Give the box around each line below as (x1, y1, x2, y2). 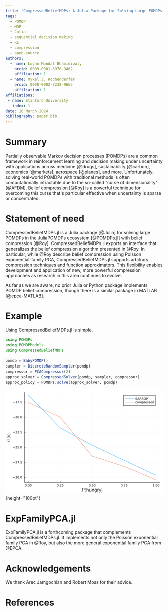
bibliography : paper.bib (5, 114, 57, 119)
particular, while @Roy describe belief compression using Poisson (5, 251, 142, 257)
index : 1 (12, 103, 30, 108)
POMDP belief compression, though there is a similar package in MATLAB (5, 288, 157, 293)
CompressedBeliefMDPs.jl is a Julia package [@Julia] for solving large (5, 230, 150, 235)
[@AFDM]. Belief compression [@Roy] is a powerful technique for (5, 185, 141, 191)
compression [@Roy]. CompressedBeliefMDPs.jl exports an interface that (5, 240, 157, 246)
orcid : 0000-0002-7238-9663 (14, 82, 73, 87)
